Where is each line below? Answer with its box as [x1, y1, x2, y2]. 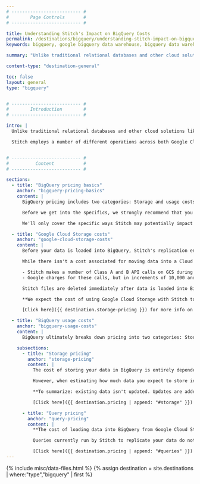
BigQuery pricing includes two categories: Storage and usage [21, 199, 180, 205]
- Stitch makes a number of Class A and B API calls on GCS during [21, 269, 193, 275]
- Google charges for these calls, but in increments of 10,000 [21, 274, 185, 280]
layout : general [6, 79, 46, 85]
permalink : [6, 36, 33, 42]
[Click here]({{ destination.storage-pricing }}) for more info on [21, 307, 193, 313]
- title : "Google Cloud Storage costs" [11, 231, 111, 237]
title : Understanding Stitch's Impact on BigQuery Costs [6, 30, 151, 36]
